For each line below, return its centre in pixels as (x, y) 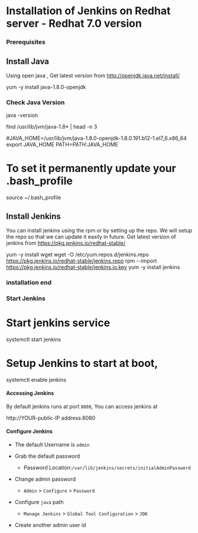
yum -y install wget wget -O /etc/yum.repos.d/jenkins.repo (77, 254)
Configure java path (39, 502)
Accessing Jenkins (30, 393)
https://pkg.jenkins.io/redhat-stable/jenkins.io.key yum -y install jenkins (93, 267)
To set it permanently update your (91, 169)
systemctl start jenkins (33, 339)
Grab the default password (47, 456)
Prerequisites (26, 42)
